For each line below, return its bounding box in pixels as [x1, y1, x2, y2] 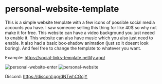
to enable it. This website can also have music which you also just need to [5, 35, 153, 41]
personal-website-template [5, 3, 119, 15]
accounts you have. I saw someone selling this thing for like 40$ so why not [5, 24, 157, 30]
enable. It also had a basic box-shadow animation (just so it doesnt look [5, 40, 149, 46]
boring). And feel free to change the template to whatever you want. [5, 45, 142, 51]
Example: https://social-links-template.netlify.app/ [5, 54, 106, 60]
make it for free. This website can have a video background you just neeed [5, 30, 155, 35]
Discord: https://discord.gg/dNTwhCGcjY [5, 73, 88, 79]
